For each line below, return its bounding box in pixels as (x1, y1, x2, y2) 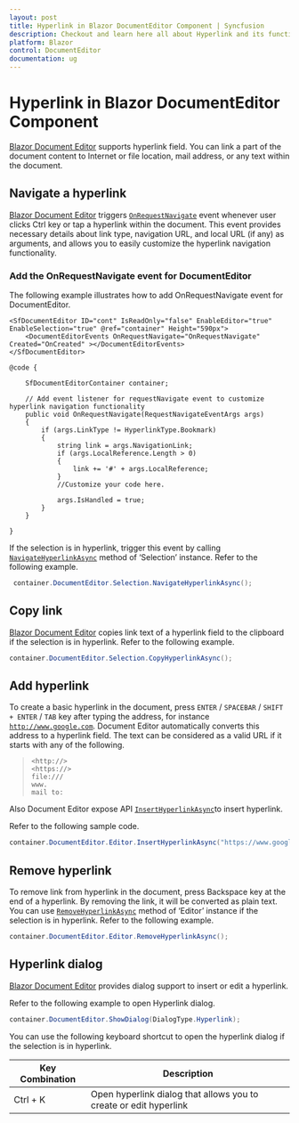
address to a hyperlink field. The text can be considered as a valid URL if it (9, 730, 282, 741)
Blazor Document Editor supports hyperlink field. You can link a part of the (9, 141, 282, 151)
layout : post (9, 12, 58, 22)
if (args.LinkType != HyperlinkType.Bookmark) (41, 426, 217, 435)
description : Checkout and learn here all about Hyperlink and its (9, 29, 265, 38)
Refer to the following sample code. (9, 821, 140, 832)
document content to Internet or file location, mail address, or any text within (9, 151, 290, 161)
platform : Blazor (9, 37, 74, 47)
